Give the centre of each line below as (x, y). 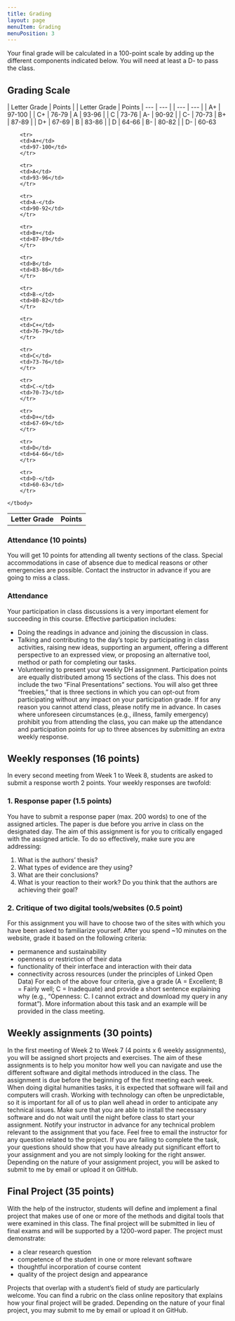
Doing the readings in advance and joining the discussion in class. (113, 632)
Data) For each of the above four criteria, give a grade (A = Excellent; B (120, 981)
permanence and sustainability (62, 952)
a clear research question (54, 1252)
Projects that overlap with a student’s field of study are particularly (103, 1287)
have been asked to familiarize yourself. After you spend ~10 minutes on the (117, 931)
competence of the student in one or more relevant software (105, 1259)
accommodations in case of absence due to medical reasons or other (108, 563)
